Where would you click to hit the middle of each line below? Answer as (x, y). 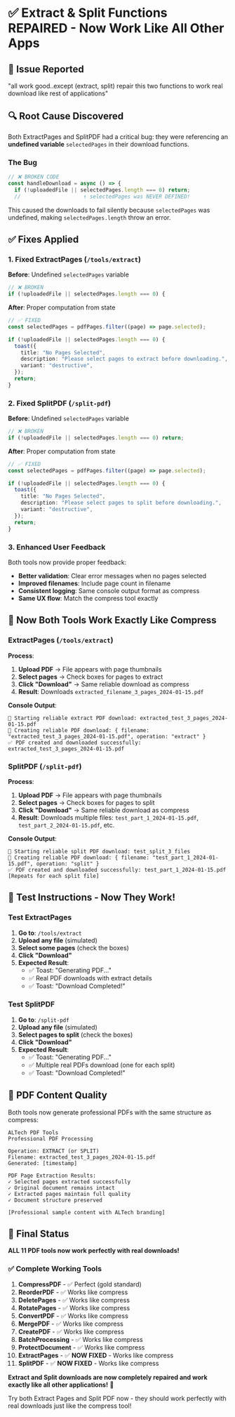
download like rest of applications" (58, 93)
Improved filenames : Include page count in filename (94, 583)
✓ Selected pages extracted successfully (69, 1182)
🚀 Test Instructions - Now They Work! (92, 897)
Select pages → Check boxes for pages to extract (90, 677)
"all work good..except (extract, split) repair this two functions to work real (115, 86)
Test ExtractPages (40, 917)
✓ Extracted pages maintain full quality (69, 1194)
